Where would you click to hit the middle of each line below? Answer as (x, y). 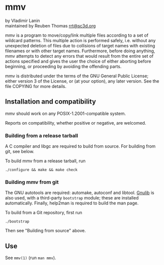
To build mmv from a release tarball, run (45, 161)
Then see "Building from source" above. (46, 231)
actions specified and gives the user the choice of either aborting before (78, 61)
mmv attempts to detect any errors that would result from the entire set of (79, 56)
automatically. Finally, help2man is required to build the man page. (72, 203)
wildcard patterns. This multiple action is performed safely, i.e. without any (80, 40)
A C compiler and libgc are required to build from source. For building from (80, 146)
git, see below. (20, 152)
